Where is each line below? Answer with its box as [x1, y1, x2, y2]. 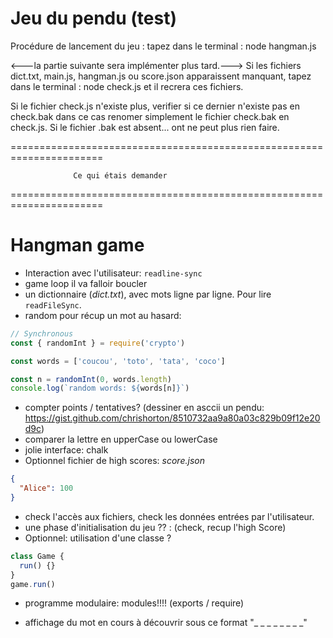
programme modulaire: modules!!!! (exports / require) [24, 597, 245, 609]
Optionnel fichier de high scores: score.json [24, 455, 205, 467]
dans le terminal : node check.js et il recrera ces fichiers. [10, 80, 244, 92]
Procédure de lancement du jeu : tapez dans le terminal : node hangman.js [10, 40, 317, 52]
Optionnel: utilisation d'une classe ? [24, 532, 172, 544]
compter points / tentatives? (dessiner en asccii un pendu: [24, 402, 265, 414]
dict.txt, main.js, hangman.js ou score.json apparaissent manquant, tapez [10, 70, 312, 82]
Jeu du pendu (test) [10, 7, 177, 30]
